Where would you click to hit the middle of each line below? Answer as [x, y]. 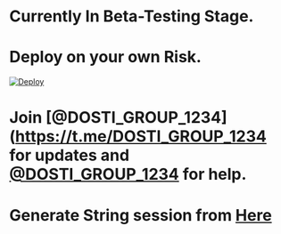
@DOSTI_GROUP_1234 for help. [128, 174]
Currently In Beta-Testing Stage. [132, 16]
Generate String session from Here [140, 215]
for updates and [70, 155]
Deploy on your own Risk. [106, 57]
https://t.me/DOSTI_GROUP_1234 [141, 137]
